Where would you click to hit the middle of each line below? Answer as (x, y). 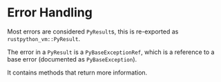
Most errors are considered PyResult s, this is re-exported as (93, 31)
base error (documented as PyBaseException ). (72, 59)
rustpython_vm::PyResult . (44, 38)
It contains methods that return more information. (77, 72)
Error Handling (50, 13)
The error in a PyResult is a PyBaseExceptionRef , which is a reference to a (111, 52)
